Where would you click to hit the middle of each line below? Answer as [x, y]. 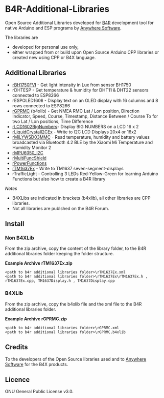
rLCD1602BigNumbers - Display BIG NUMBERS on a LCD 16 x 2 [75, 126]
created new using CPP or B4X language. [54, 57]
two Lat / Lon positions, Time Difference [53, 121]
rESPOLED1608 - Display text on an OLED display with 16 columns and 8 [85, 100]
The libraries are [22, 37]
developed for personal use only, [45, 47]
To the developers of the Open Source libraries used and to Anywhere [76, 359]
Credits [17, 347]
